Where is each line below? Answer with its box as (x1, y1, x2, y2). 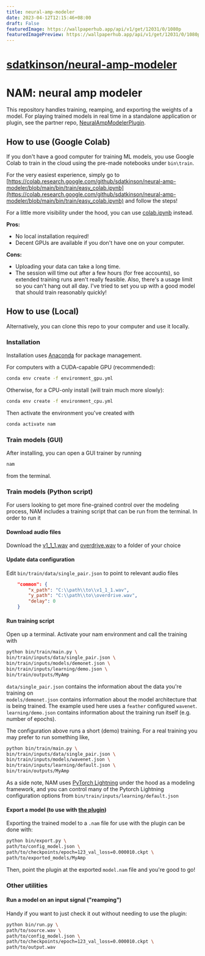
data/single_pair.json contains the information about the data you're (6, 683, 182, 690)
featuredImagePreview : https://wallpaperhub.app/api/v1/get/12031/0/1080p (6, 32, 201, 38)
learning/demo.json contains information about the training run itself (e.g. (6, 709, 191, 716)
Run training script (6, 617, 55, 625)
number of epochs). (6, 715, 57, 722)
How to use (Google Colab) (6, 137, 110, 147)
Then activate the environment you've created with (6, 409, 135, 416)
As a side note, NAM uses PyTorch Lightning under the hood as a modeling (6, 779, 195, 786)
